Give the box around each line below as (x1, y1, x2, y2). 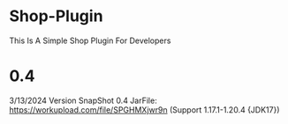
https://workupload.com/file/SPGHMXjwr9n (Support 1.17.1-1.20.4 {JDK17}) (9, 104, 280, 115)
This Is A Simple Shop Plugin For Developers (9, 35, 171, 46)
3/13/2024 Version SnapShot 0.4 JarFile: (9, 95, 157, 106)
